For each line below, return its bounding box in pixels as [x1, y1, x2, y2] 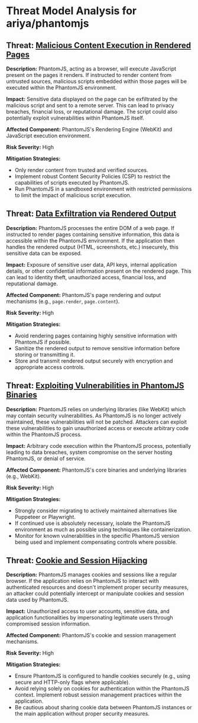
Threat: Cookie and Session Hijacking [6, 556, 148, 566]
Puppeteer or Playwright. [14, 513, 76, 520]
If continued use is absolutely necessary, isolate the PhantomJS [14, 519, 171, 527]
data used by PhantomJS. [6, 596, 69, 603]
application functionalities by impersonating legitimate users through [6, 614, 173, 621]
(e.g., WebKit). [6, 472, 41, 480]
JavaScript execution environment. [6, 132, 91, 139]
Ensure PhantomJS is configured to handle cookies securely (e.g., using [14, 673, 190, 680]
